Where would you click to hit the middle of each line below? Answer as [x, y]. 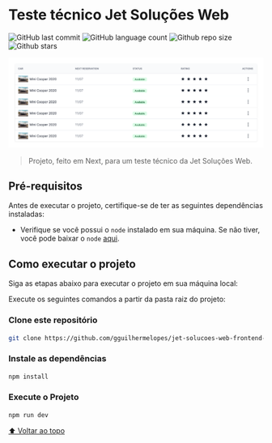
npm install [28, 377]
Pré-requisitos [46, 186]
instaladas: [26, 214]
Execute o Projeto [44, 397]
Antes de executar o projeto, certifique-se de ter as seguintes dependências [136, 206]
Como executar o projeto [72, 264]
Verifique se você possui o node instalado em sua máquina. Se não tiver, [140, 230]
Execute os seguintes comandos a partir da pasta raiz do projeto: [117, 299]
